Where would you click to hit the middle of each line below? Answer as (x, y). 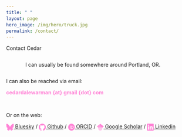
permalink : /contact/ (33, 31)
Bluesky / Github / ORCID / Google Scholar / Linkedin (95, 126)
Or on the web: (24, 115)
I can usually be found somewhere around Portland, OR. (93, 65)
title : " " (19, 12)
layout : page (22, 18)
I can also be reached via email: (44, 81)
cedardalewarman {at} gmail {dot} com (55, 93)
